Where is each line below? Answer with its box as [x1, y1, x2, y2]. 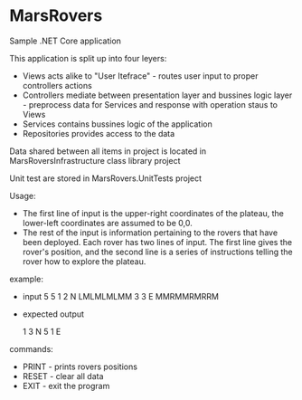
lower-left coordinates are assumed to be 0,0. [22, 217, 193, 228]
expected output [22, 309, 84, 319]
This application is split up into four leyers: [9, 52, 167, 63]
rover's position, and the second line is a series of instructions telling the [22, 246, 293, 257]
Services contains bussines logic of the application [22, 119, 212, 129]
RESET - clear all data [22, 370, 104, 381]
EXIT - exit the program [22, 380, 110, 391]
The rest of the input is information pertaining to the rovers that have [22, 227, 278, 238]
